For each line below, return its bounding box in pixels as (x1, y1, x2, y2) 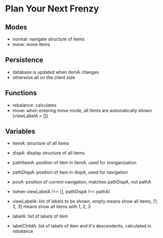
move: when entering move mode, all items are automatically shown (12, 107, 152, 113)
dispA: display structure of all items (12, 150, 85, 156)
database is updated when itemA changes (12, 69, 99, 75)
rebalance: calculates (12, 102, 57, 108)
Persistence (5, 56, 43, 64)
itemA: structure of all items (12, 140, 69, 146)
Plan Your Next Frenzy (5, 3, 99, 14)
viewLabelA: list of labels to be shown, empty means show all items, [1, (12, 198, 158, 205)
